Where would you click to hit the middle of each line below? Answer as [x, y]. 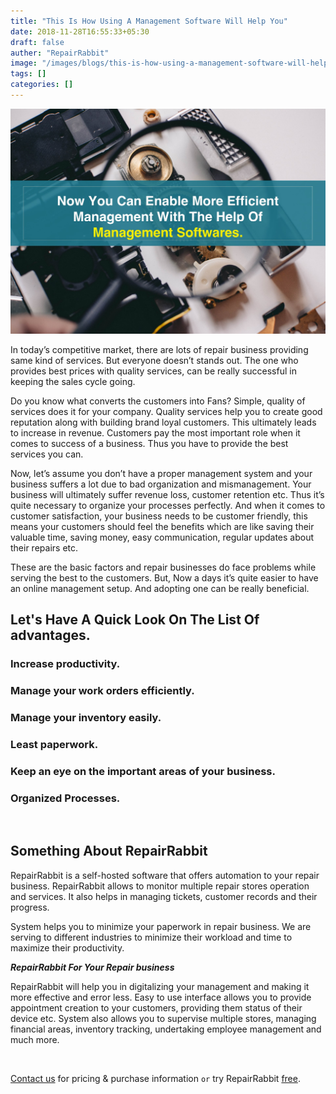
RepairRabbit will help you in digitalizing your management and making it [160, 986]
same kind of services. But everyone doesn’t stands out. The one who [154, 360]
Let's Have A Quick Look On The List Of [135, 620]
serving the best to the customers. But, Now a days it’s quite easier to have [164, 577]
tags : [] [28, 74]
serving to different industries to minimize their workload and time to [151, 937]
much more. [35, 1039]
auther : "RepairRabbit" [60, 53]
